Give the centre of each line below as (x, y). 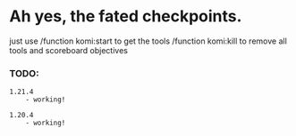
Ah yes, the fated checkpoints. (126, 16)
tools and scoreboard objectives (68, 50)
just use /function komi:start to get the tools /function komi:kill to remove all (148, 41)
